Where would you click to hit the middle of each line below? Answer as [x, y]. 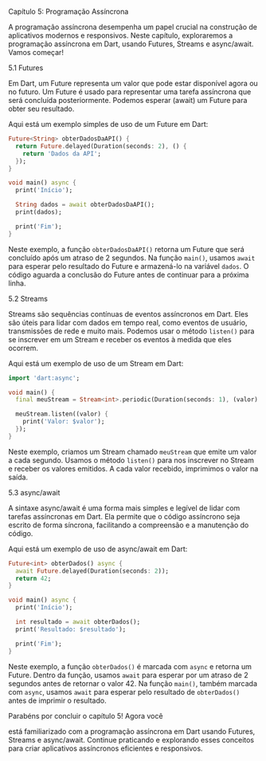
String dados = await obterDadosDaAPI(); [85, 205]
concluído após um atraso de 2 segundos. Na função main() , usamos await [132, 258]
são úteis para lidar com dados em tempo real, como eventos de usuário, [128, 322]
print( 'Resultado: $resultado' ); [71, 629]
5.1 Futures [26, 68]
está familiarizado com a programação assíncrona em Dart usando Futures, [132, 731]
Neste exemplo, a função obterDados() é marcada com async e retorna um [130, 666]
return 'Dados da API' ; [62, 154]
